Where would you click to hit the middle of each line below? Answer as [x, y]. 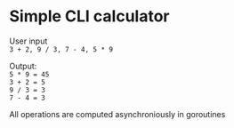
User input [28, 41]
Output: [23, 66]
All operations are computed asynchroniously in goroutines [117, 114]
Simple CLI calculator [89, 16]
